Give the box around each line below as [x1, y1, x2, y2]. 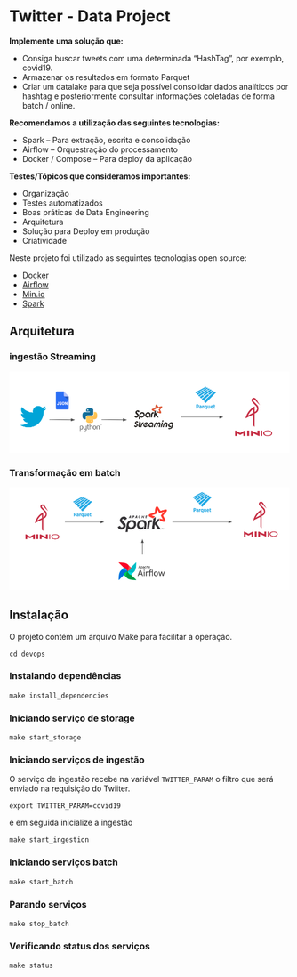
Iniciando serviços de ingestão [9, 754, 145, 766]
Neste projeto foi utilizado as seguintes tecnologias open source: [9, 252, 247, 263]
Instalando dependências [9, 670, 122, 682]
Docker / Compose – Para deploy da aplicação [21, 153, 193, 164]
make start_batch [9, 877, 74, 886]
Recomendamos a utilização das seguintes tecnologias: [9, 117, 221, 128]
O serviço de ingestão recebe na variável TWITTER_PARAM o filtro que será [9, 774, 274, 785]
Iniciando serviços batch [9, 856, 118, 868]
